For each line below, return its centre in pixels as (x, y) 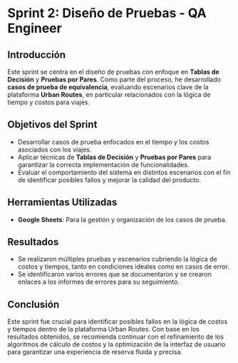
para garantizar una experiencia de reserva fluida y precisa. (95, 352)
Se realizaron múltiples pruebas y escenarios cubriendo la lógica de (117, 259)
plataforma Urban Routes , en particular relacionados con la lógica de (109, 95)
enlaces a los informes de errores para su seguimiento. (99, 282)
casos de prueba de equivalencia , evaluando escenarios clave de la (108, 87)
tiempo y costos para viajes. (49, 102)
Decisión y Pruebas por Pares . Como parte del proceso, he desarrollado (114, 79)
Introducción (37, 55)
